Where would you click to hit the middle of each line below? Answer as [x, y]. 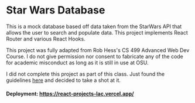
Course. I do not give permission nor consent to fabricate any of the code [95, 56]
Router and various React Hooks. [46, 39]
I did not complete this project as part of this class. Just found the [85, 74]
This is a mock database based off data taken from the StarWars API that [94, 26]
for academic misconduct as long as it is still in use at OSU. [77, 63]
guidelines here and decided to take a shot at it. [64, 80]
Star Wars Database [56, 10]
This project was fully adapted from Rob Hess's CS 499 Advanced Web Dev [98, 50]
